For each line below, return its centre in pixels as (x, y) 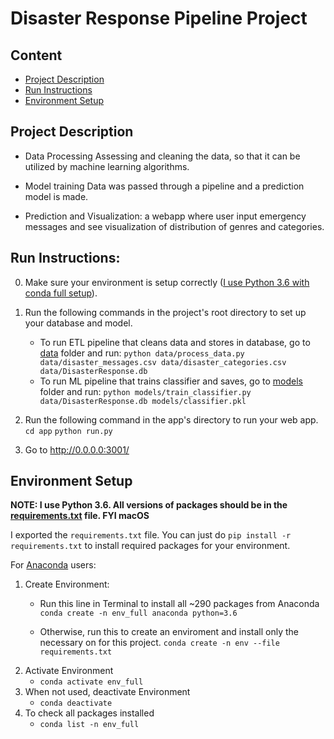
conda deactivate (76, 703)
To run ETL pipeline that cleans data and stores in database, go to (175, 342)
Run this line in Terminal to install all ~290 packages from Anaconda (179, 604)
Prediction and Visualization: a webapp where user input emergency (165, 216)
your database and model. (78, 323)
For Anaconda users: (53, 565)
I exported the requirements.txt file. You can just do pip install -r (151, 535)
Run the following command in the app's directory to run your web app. (171, 419)
